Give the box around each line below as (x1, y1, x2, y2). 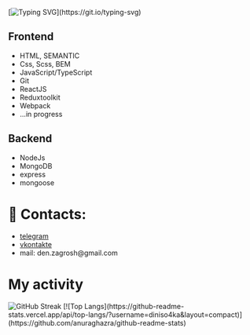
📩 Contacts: (8, 205, 86, 223)
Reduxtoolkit (19, 93, 61, 102)
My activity (8, 275, 84, 293)
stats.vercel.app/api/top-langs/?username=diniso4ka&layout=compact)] (8, 310, 242, 319)
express (19, 169, 46, 179)
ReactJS (19, 84, 47, 93)
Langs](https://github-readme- (84, 301, 185, 311)
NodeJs (19, 153, 46, 162)
